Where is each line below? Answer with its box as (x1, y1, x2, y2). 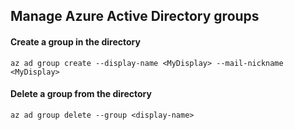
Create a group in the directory (10, 35, 141, 48)
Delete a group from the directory (10, 88, 152, 100)
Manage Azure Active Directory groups (10, 8, 260, 25)
